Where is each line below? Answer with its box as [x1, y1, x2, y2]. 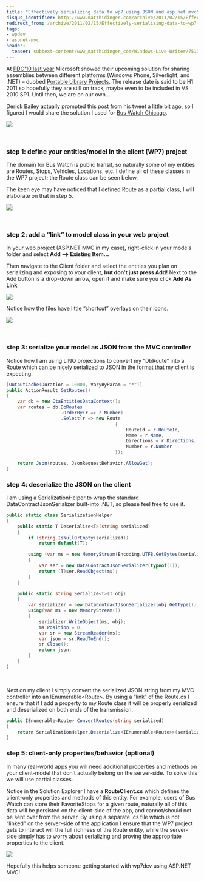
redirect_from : [6, 20, 45, 26]
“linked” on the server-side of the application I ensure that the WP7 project [6, 820, 193, 827]
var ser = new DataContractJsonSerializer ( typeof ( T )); [38, 562, 181, 569]
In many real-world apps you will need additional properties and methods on [6, 763, 197, 770]
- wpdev [6, 32, 26, 38]
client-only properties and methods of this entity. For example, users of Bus [6, 794, 195, 801]
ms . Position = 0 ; [38, 624, 83, 630]
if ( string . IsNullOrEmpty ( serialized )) [28, 535, 129, 541]
